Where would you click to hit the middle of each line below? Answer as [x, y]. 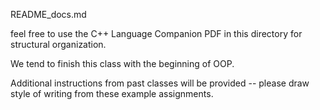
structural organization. [58, 44]
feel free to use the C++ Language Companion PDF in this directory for [156, 33]
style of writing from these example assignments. [112, 93]
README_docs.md [48, 14]
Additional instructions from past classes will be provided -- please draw [160, 83]
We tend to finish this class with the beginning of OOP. [122, 63]
